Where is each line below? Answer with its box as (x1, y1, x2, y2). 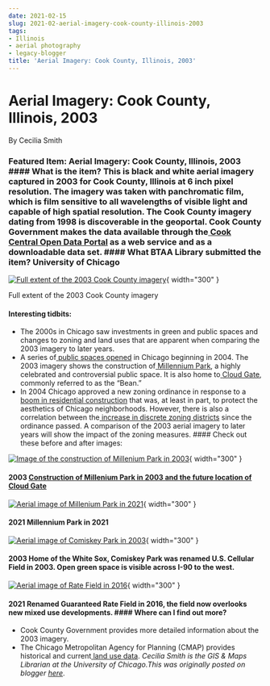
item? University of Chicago (8, 256, 120, 267)
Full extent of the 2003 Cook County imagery (8, 291, 159, 300)
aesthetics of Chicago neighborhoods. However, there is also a (19, 404, 230, 414)
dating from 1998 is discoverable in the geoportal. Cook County (8, 215, 262, 227)
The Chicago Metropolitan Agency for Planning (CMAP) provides (19, 642, 235, 652)
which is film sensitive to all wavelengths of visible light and (8, 195, 248, 207)
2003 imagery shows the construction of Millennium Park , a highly (19, 361, 241, 371)
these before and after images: (19, 438, 123, 448)
